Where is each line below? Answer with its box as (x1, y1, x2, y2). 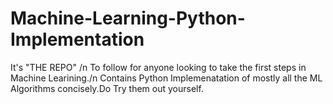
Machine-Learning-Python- (10, 7, 246, 30)
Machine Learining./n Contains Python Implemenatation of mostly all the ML (10, 72, 323, 84)
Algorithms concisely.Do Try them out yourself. (10, 82, 204, 94)
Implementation (10, 28, 145, 51)
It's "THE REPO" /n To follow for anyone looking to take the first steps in (10, 61, 307, 73)
